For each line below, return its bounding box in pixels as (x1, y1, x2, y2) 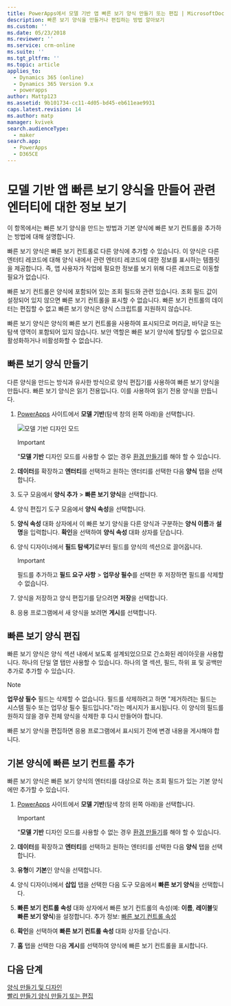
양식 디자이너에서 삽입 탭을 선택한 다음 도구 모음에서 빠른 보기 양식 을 (16, 881, 201, 889)
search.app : (7, 138, 41, 145)
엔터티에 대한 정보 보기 (7, 200, 127, 215)
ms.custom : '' (7, 23, 48, 30)
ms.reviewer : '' (7, 36, 54, 43)
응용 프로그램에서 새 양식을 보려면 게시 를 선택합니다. (16, 608, 157, 616)
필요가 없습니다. (7, 272, 50, 281)
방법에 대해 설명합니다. (14, 232, 76, 241)
